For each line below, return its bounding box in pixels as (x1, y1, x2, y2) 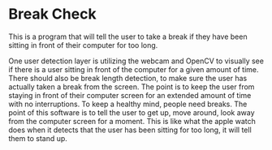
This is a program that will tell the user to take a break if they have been (8, 32, 248, 41)
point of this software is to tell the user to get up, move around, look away (8, 107, 255, 118)
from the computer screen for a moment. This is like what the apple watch (8, 116, 256, 126)
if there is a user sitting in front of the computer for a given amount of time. (8, 64, 259, 74)
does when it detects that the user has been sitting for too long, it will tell (8, 125, 252, 135)
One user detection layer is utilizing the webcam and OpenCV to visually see (8, 56, 264, 66)
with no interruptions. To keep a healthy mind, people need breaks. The (8, 99, 248, 109)
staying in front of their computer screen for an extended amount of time (8, 90, 252, 100)
